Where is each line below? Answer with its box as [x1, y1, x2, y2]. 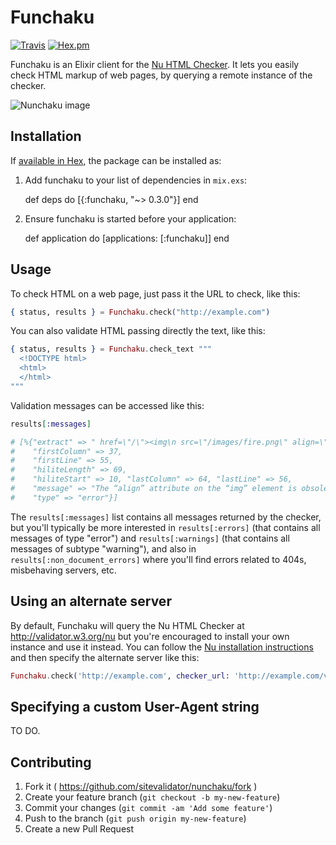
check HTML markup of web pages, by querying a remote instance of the [10, 69, 313, 81]
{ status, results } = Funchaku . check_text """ [10, 344, 213, 355]
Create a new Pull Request [24, 823, 135, 835]
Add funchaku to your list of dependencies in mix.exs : [24, 174, 248, 186]
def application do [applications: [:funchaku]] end [24, 232, 230, 244]
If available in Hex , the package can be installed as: [10, 154, 222, 166]
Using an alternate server [10, 593, 172, 610]
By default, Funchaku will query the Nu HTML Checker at [10, 619, 245, 631]
